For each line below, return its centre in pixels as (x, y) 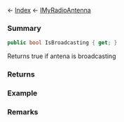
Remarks (23, 111)
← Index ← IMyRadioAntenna (49, 10)
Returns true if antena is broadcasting (62, 56)
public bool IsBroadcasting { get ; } (62, 43)
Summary (25, 28)
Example (22, 93)
